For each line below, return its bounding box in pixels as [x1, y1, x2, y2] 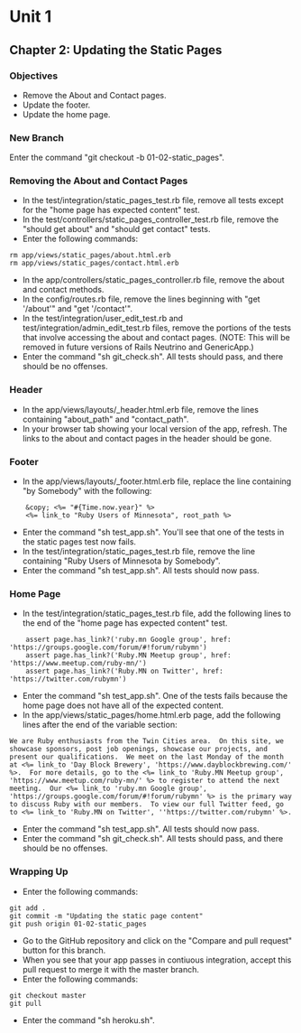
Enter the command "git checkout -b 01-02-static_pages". [9, 152, 225, 163]
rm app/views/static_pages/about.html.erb [9, 251, 171, 260]
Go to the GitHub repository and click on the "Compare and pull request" [22, 935, 293, 945]
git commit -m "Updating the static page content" [9, 911, 204, 920]
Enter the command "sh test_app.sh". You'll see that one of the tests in [22, 526, 285, 538]
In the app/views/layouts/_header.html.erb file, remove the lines [22, 404, 260, 414]
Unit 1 [9, 6, 52, 27]
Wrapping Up [9, 865, 69, 878]
